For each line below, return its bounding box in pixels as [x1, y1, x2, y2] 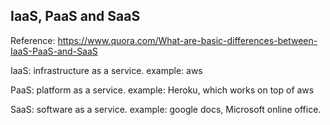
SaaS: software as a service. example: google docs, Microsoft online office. [10, 103, 322, 115]
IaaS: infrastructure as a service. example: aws [10, 64, 203, 76]
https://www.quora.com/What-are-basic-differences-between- [57, 34, 318, 46]
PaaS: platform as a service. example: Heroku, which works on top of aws [10, 84, 315, 96]
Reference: [10, 34, 56, 46]
